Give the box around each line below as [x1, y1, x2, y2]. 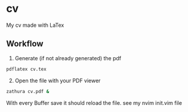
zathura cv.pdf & [6, 88, 50, 94]
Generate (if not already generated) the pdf [14, 54, 122, 61]
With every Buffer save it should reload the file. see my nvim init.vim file [6, 99, 182, 106]
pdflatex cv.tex [6, 66, 47, 72]
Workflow [6, 39, 44, 49]
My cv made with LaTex [6, 21, 64, 29]
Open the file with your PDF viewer [14, 77, 101, 84]
